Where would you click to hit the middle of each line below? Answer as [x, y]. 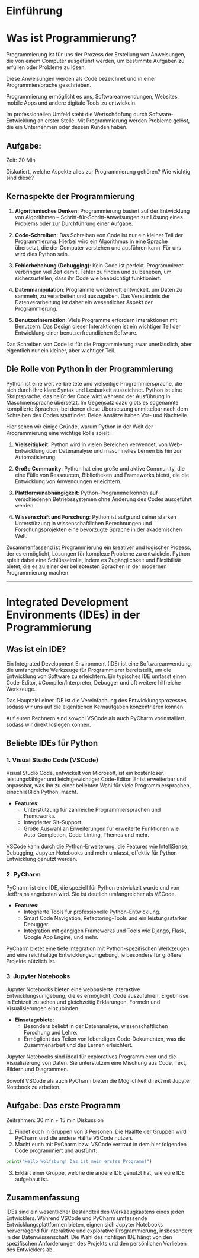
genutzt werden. [58, 859]
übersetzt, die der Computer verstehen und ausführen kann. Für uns [98, 247]
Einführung [34, 11]
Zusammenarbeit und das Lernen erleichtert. [78, 1045]
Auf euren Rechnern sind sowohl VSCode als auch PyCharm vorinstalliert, [96, 718]
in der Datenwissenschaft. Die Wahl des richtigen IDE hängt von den [89, 1237]
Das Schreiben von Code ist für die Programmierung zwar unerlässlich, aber [99, 344]
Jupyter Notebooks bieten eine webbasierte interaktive [73, 989]
